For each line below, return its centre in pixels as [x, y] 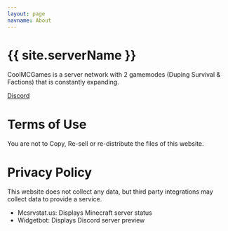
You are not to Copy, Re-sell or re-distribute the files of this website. [106, 144]
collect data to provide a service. [55, 199]
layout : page [26, 14]
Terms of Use [47, 124]
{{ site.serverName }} [72, 55]
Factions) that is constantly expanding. [63, 82]
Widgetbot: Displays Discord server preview [81, 220]
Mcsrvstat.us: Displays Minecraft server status [85, 213]
